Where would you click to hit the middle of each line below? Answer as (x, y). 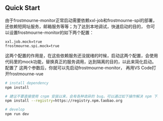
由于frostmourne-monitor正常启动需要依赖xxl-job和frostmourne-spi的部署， (81, 20)
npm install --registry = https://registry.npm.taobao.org (64, 101)
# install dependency (27, 83)
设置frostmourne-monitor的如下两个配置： (51, 32)
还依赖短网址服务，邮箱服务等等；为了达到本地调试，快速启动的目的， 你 (78, 26)
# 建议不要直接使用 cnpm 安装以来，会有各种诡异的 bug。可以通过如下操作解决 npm (78, 96)
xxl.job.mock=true (24, 42)
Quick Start (23, 8)
